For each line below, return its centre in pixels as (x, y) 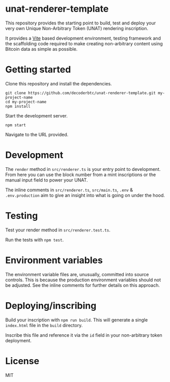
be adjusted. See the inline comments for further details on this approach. (83, 285)
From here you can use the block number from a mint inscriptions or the (81, 174)
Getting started (38, 70)
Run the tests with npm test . (35, 240)
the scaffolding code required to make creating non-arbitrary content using (84, 43)
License (22, 361)
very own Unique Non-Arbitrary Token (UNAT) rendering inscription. (77, 28)
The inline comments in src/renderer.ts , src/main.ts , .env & (69, 190)
